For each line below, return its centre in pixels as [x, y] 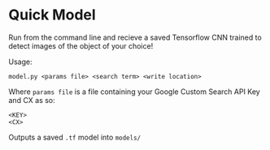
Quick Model [52, 15]
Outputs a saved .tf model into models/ [75, 137]
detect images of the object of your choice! [81, 45]
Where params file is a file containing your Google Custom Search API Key [134, 92]
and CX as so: [32, 100]
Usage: [20, 62]
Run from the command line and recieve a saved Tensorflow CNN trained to [135, 37]
